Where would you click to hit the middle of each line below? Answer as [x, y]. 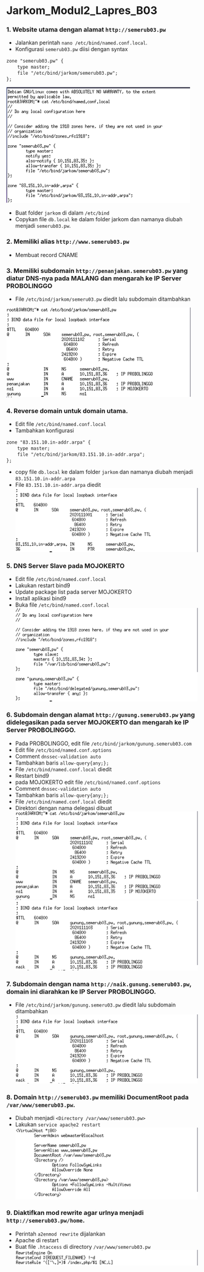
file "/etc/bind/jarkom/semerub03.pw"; [68, 74]
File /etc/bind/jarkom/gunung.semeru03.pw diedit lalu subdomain [95, 1005]
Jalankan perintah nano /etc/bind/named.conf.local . [81, 43]
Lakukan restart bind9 [42, 585]
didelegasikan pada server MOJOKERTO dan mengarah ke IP [98, 723]
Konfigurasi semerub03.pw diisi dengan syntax [71, 49]
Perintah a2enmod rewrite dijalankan [60, 1234]
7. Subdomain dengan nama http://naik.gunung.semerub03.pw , [99, 984]
